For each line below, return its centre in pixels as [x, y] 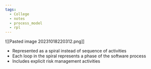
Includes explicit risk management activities [56, 61]
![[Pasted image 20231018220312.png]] [45, 41]
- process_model [26, 23]
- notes [17, 18]
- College [19, 14]
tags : [11, 9]
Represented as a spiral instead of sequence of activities [69, 51]
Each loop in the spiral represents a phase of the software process [79, 56]
